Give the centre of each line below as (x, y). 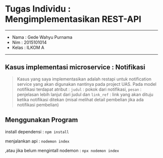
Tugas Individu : (38, 9)
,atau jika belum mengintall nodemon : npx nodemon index (62, 150)
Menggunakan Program (41, 120)
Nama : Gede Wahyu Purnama (42, 37)
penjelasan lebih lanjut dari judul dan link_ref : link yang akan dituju (85, 94)
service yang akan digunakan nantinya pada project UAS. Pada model (87, 84)
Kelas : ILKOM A (28, 47)
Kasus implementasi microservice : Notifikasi (75, 67)
